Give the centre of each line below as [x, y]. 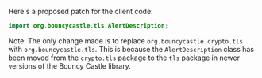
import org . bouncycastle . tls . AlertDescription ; [89, 26]
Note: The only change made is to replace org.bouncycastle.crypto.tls [126, 41]
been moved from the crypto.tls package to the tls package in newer [124, 58]
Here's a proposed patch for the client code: [81, 11]
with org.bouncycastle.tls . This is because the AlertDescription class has [131, 49]
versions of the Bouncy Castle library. [69, 65]
